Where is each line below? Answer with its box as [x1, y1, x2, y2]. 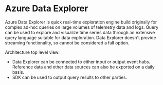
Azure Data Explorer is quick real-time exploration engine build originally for [5, 19, 157, 25]
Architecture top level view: [5, 49, 60, 55]
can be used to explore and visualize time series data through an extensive [5, 29, 155, 35]
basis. [12, 69, 24, 75]
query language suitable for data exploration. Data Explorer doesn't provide [5, 35, 157, 41]
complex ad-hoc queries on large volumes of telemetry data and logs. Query [5, 24, 159, 30]
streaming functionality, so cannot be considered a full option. [5, 40, 130, 45]
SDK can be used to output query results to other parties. [12, 74, 127, 80]
